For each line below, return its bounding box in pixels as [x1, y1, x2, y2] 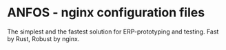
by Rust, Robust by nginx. [7, 34, 80, 42]
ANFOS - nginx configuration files [7, 5, 205, 21]
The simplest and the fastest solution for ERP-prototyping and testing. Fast [7, 27, 219, 36]
